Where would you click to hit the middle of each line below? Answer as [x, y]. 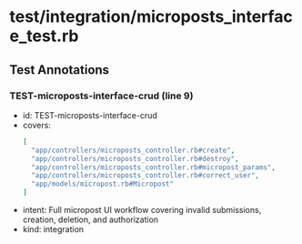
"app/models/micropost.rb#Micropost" [103, 184]
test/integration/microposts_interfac [151, 17]
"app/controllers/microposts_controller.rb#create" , [133, 150]
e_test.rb [44, 36]
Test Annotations [60, 70]
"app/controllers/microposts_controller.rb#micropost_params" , [153, 167]
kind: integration [53, 229]
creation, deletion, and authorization [91, 219]
